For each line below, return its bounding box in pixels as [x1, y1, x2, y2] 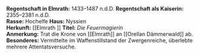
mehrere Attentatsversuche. [6, 43, 76, 50]
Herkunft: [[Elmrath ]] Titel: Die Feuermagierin [6, 24, 123, 31]
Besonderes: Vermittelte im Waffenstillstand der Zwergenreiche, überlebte [6, 37, 193, 44]
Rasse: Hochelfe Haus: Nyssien [6, 18, 87, 25]
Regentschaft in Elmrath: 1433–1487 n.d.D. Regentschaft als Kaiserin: [6, 5, 184, 12]
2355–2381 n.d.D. [6, 11, 50, 19]
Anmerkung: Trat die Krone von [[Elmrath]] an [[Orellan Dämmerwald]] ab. [6, 30, 193, 38]
